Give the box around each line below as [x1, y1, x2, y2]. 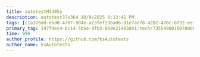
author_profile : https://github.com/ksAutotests [6, 36, 129, 42]
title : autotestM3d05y [6, 8, 62, 15]
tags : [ [6, 20, 26, 26]
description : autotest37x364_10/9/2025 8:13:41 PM [6, 14, 135, 20]
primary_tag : [6, 25, 39, 31]
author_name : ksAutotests [6, 42, 70, 48]
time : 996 [6, 31, 31, 37]
